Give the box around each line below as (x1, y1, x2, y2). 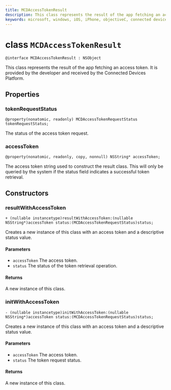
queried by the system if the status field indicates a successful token (5, 169, 150, 175)
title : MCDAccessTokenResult (5, 7, 67, 13)
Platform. (5, 75, 24, 81)
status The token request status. (12, 357, 81, 363)
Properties (5, 90, 40, 99)
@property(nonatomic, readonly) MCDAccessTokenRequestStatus (5, 117, 138, 122)
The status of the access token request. (5, 130, 89, 136)
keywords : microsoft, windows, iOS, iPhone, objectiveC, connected (5, 17, 152, 22)
